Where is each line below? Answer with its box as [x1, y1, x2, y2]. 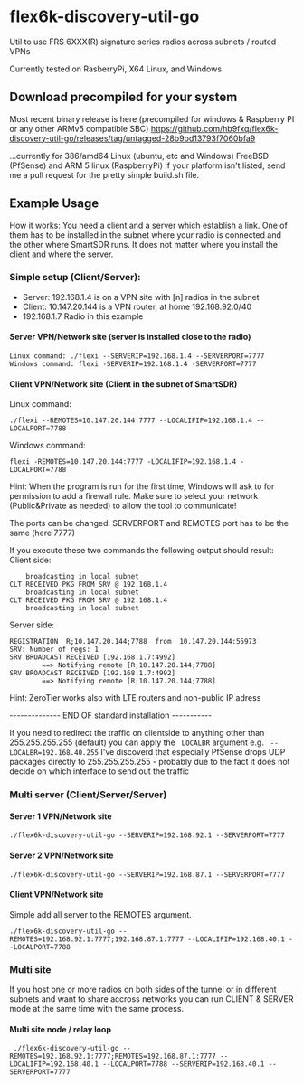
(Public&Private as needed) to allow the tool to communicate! [9, 500, 237, 512]
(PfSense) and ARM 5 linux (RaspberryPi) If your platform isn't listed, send [9, 160, 286, 171]
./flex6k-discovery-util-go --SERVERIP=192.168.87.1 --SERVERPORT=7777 [9, 870, 285, 879]
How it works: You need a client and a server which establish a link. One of [9, 220, 288, 231]
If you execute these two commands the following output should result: [9, 545, 274, 556]
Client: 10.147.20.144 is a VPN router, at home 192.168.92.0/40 [22, 301, 252, 312]
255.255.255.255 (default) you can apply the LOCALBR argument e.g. [9, 737, 265, 748]
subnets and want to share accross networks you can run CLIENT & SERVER [9, 994, 294, 1004]
